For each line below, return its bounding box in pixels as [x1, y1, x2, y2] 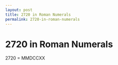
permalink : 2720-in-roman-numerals [5, 17, 80, 22]
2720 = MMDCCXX [5, 55, 45, 61]
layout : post [5, 7, 33, 13]
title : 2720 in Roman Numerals [5, 12, 71, 17]
